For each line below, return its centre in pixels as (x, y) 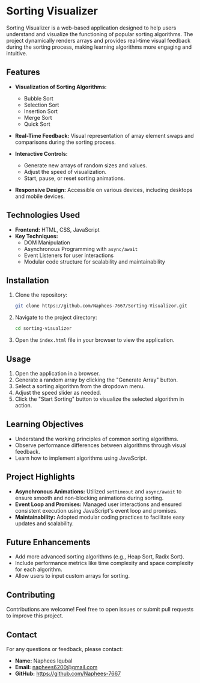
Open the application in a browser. (57, 373)
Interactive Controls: (41, 153)
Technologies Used (43, 215)
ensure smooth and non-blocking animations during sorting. (89, 498)
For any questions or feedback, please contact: (65, 649)
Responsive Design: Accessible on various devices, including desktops (104, 190)
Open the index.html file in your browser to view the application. (95, 340)
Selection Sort (41, 105)
